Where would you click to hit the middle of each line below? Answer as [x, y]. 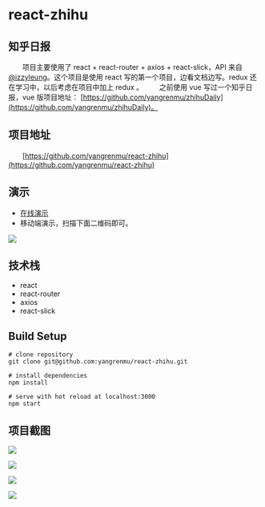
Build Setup [38, 336]
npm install [28, 383]
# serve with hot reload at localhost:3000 [82, 397]
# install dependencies [48, 376]
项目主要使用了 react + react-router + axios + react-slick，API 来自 [132, 67]
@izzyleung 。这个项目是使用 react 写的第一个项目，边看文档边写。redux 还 [133, 77]
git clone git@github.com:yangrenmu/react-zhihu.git [98, 362]
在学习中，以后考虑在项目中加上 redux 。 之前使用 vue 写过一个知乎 [127, 87]
